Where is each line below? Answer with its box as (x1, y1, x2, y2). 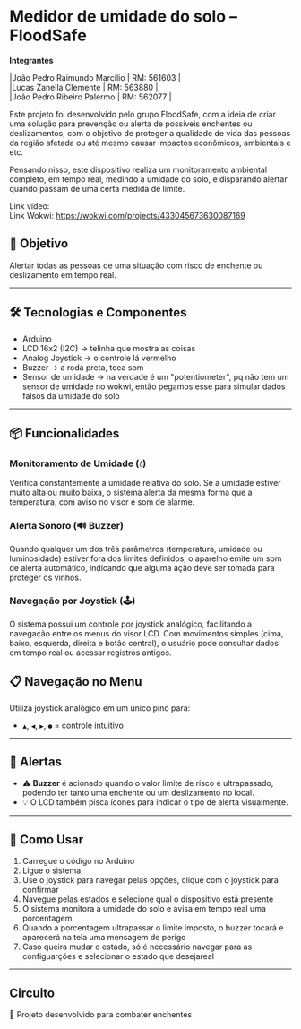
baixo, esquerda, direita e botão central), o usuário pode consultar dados (9, 637, 279, 648)
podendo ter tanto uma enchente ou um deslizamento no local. (21, 787, 254, 799)
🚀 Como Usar (9, 832, 84, 847)
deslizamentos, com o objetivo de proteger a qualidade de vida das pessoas (9, 127, 291, 138)
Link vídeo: (9, 200, 50, 212)
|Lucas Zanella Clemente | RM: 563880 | (9, 82, 159, 92)
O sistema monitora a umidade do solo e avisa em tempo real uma (21, 904, 267, 914)
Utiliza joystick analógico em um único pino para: (9, 702, 191, 713)
